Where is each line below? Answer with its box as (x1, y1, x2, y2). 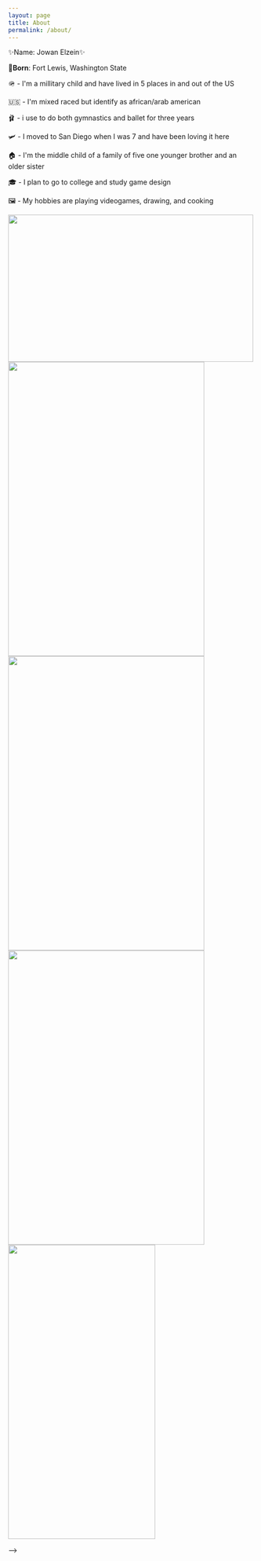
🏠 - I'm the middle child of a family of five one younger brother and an (8, 151, 237, 160)
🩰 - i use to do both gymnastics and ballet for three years (8, 113, 195, 122)
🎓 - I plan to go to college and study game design (8, 177, 171, 187)
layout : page (8, 11, 51, 20)
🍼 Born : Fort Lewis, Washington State (8, 64, 127, 73)
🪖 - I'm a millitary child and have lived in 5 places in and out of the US (8, 79, 235, 89)
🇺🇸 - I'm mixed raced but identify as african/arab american (8, 97, 201, 107)
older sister (8, 162, 45, 171)
